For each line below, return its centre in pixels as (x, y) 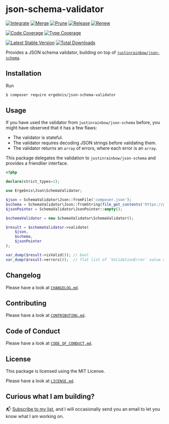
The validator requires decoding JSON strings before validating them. (85, 143)
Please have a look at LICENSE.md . (40, 381)
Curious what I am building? (50, 397)
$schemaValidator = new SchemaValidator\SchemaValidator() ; (70, 218)
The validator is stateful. (38, 138)
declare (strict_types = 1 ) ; (33, 182)
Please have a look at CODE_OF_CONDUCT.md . (49, 343)
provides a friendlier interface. (37, 163)
